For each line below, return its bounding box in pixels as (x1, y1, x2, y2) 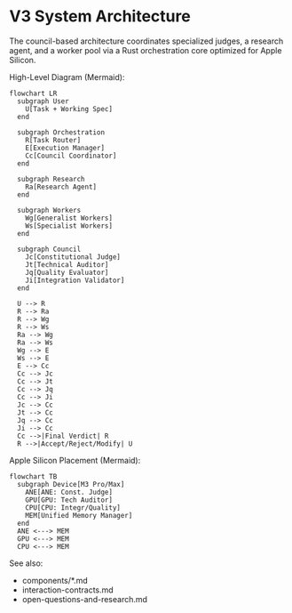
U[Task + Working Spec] (25, 104, 114, 113)
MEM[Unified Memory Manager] (25, 511, 133, 520)
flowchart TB (9, 472, 58, 481)
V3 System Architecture (9, 6, 191, 27)
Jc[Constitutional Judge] (25, 252, 122, 262)
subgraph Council (17, 245, 82, 254)
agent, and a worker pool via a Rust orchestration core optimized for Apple (9, 44, 282, 55)
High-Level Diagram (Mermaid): (9, 71, 125, 82)
